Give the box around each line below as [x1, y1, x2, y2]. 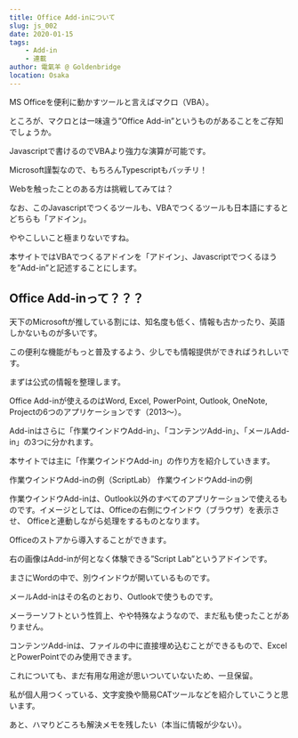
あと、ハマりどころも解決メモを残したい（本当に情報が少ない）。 [9, 718, 247, 730]
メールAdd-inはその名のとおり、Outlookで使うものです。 [9, 591, 218, 602]
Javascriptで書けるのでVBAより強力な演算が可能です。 [9, 145, 211, 156]
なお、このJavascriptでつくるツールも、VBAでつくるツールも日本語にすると [9, 202, 289, 213]
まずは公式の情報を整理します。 [9, 376, 126, 387]
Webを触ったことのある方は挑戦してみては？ [9, 183, 173, 194]
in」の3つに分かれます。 [9, 436, 98, 447]
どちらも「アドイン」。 [9, 213, 92, 223]
